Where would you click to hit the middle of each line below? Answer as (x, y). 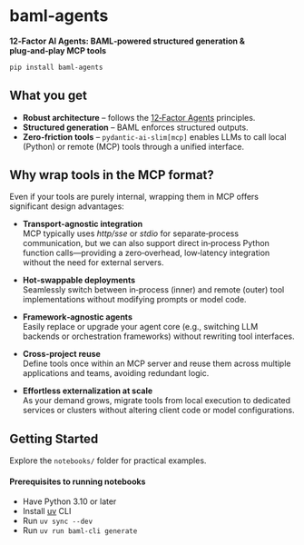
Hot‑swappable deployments (79, 280)
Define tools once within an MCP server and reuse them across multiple (157, 363)
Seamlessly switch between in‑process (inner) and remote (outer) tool (153, 290)
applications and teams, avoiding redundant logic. (116, 373)
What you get (49, 96)
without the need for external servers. (93, 263)
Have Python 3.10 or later (69, 501)
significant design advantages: (67, 206)
